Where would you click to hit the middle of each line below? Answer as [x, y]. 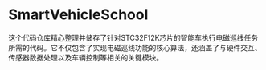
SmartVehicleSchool [78, 15]
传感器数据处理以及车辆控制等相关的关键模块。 [86, 57]
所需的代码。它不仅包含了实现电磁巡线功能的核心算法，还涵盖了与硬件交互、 [135, 47]
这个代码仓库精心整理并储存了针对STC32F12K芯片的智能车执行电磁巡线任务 [133, 37]
